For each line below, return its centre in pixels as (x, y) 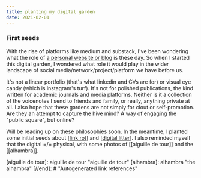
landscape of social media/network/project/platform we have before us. (95, 70)
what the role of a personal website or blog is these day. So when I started (98, 57)
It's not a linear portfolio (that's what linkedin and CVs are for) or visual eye (99, 82)
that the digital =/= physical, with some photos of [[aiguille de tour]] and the (100, 144)
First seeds (23, 38)
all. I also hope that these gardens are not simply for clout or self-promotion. (100, 107)
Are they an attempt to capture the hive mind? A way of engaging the (91, 113)
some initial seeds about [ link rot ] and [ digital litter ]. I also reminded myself (98, 137)
